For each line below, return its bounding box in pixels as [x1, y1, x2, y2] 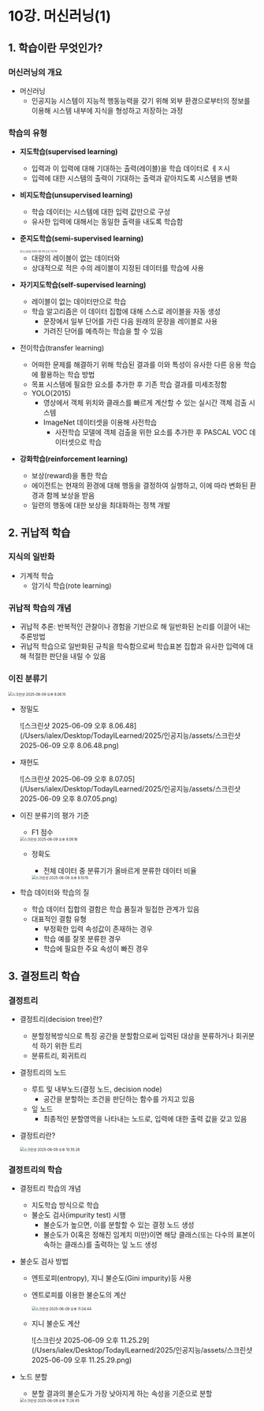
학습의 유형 [8, 127, 48, 138]
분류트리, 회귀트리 [31, 1051, 87, 1061]
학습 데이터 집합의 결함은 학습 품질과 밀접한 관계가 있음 [31, 904, 200, 914]
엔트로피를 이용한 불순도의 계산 [31, 1290, 127, 1300]
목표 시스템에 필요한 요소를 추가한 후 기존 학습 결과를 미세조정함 [31, 380, 227, 389]
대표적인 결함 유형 [31, 915, 87, 924]
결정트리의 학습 [8, 1165, 63, 1176]
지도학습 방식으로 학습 [31, 1200, 100, 1210]
